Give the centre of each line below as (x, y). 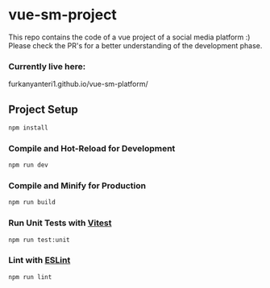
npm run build (32, 203)
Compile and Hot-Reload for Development (92, 148)
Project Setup (44, 109)
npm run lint (30, 277)
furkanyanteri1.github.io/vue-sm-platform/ (79, 84)
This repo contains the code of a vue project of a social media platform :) (129, 37)
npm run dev (28, 165)
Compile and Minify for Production (77, 186)
